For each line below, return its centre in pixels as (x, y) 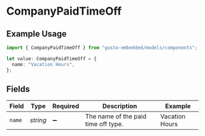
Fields (18, 89)
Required (66, 106)
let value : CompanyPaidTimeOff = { (52, 59)
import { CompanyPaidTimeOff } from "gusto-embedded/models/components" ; (102, 48)
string (38, 120)
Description (120, 106)
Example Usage (37, 34)
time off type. (104, 124)
